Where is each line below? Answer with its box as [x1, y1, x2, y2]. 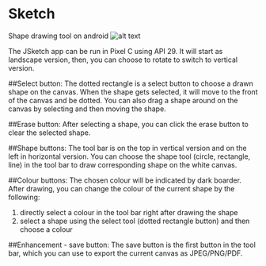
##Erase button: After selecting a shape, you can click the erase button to [8, 119, 249, 129]
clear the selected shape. [8, 128, 91, 137]
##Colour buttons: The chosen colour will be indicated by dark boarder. [8, 175, 241, 185]
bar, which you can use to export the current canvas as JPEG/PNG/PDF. [8, 248, 243, 258]
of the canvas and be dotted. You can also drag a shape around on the [8, 95, 238, 105]
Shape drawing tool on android [8, 31, 109, 40]
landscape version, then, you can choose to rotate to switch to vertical [8, 55, 238, 64]
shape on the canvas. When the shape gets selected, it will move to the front [8, 87, 258, 96]
